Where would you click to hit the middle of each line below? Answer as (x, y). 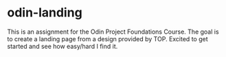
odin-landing (45, 13)
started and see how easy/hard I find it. (63, 46)
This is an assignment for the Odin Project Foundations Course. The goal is (113, 32)
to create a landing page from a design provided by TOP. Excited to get (108, 38)
